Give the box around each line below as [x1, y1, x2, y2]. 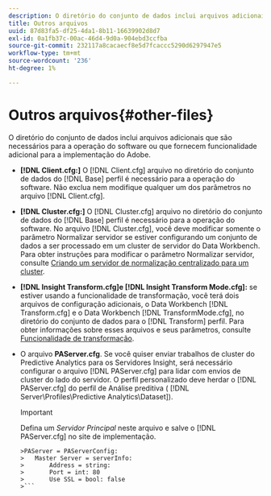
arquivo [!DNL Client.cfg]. [19, 191, 106, 200]
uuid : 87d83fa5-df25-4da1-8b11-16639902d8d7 [8, 27, 161, 35]
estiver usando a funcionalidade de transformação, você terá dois [19, 291, 240, 300]
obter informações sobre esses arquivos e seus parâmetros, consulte [19, 324, 252, 334]
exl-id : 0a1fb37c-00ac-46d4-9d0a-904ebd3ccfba [8, 34, 168, 43]
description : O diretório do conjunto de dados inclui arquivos [8, 11, 229, 20]
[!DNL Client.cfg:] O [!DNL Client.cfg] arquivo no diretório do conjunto [19, 165, 254, 175]
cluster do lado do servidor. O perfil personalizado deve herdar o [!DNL [19, 374, 256, 384]
